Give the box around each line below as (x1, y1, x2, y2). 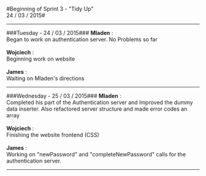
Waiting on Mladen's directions (6, 75, 85, 82)
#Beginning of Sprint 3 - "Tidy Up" (6, 5, 94, 12)
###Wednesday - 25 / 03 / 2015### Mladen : (6, 92, 121, 100)
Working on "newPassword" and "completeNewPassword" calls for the (6, 151, 186, 158)
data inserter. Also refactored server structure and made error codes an (6, 105, 188, 112)
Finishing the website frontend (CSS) (6, 131, 100, 138)
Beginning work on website (6, 55, 75, 62)
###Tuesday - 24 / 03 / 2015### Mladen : (6, 29, 113, 36)
